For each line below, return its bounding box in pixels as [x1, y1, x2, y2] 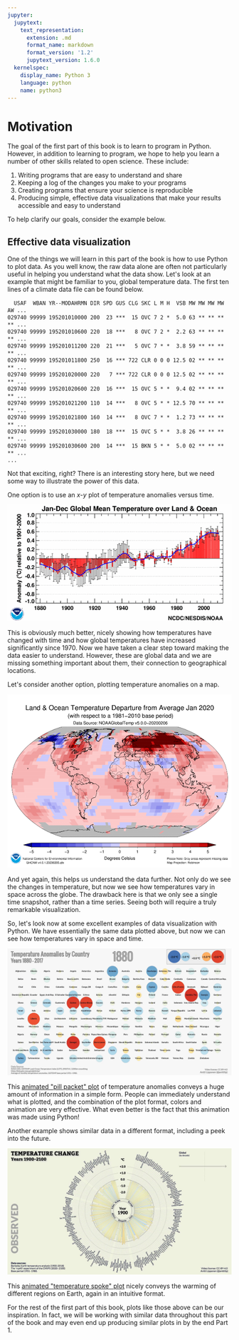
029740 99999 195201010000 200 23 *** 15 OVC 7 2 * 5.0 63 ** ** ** [7, 314, 224, 321]
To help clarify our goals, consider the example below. [7, 215, 166, 224]
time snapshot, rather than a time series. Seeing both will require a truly [7, 898, 217, 906]
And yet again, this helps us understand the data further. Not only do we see [7, 875, 231, 884]
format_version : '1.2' [26, 49, 94, 56]
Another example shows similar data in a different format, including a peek [7, 1126, 225, 1135]
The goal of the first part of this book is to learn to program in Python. [7, 142, 212, 151]
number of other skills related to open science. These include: [7, 157, 189, 166]
